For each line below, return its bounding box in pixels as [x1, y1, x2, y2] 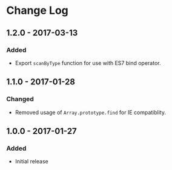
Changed [6, 95, 35, 103]
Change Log [6, 4, 68, 17]
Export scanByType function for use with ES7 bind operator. [15, 59, 161, 66]
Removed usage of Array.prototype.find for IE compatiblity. [15, 109, 167, 116]
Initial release [15, 158, 48, 165]
